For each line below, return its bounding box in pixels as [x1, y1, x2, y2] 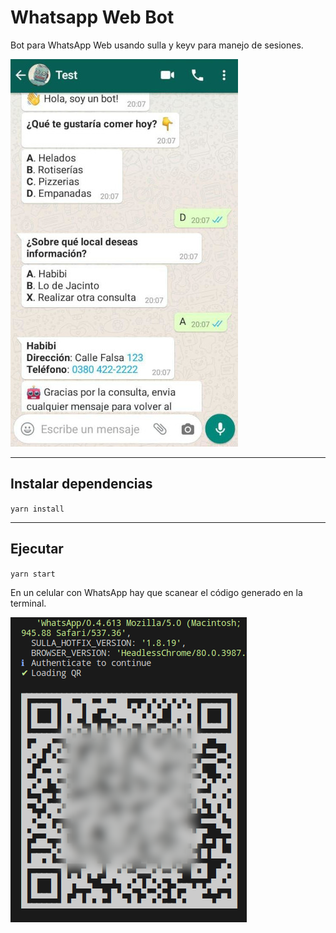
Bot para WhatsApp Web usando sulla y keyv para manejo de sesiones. [10, 39, 304, 51]
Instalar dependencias [10, 476, 153, 493]
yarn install [10, 504, 65, 514]
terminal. [10, 597, 47, 609]
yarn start [10, 569, 56, 579]
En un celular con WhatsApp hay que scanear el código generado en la [10, 586, 303, 598]
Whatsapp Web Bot [10, 6, 175, 29]
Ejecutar [10, 541, 64, 558]
